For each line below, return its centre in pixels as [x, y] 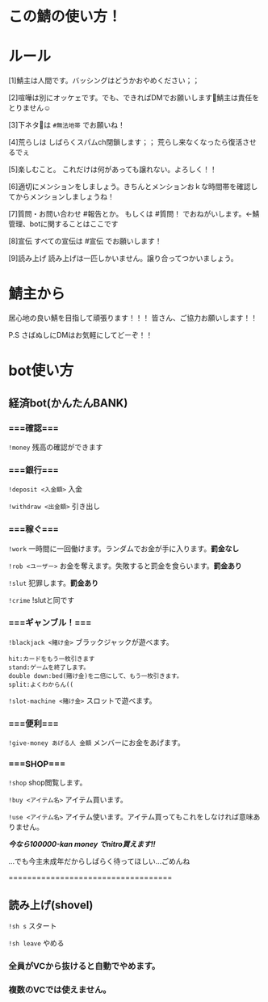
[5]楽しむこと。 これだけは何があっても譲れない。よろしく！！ [113, 170]
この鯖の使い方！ [65, 17]
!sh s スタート [33, 926]
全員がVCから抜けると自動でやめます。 [84, 966]
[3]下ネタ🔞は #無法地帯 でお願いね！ [67, 125]
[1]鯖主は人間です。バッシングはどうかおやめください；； [104, 81]
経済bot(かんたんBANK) [68, 403]
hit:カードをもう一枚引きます [52, 659]
